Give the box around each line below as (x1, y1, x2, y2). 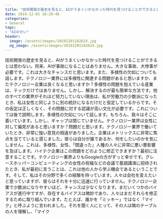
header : (5, 34, 21, 39)
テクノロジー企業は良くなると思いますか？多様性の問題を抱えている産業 (9, 81, 154, 87)
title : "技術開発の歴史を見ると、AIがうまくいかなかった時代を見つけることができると (5, 7, 157, 12)
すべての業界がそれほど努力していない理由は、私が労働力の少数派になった (9, 93, 158, 99)
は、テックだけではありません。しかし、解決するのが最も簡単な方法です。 (5, 87, 154, 93)
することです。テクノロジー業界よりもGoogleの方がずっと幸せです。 (9, 154, 146, 160)
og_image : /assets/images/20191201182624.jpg (9, 43, 103, 48)
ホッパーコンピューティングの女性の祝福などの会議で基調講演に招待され (13, 160, 158, 166)
